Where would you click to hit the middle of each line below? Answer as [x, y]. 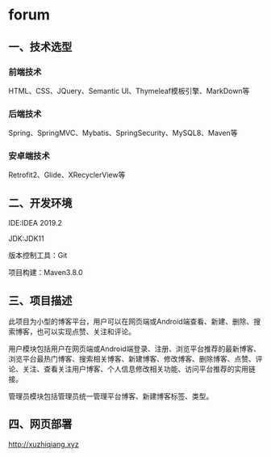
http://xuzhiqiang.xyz [44, 444]
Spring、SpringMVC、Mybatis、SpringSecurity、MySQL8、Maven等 [123, 133]
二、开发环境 [40, 203]
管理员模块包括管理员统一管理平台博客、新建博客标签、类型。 [111, 396]
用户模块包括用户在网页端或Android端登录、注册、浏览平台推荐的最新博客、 [134, 349]
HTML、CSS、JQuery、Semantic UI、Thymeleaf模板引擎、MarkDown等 [129, 91]
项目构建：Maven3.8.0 [46, 273]
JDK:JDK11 [26, 239]
